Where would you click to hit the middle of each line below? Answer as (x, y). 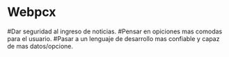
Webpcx (32, 12)
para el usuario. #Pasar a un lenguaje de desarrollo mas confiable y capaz (113, 38)
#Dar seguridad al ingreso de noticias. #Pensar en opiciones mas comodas (115, 31)
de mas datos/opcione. (40, 46)
